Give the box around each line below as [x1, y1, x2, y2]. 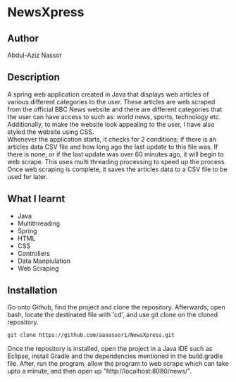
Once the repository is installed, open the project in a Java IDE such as [7, 345, 213, 353]
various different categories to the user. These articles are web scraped [7, 97, 216, 106]
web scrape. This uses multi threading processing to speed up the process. [7, 157, 227, 166]
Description [7, 71, 60, 83]
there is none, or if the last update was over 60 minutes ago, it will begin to [7, 149, 224, 159]
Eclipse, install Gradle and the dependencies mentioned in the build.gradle [7, 352, 223, 360]
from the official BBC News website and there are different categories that [7, 105, 223, 113]
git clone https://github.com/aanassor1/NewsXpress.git [7, 332, 175, 339]
